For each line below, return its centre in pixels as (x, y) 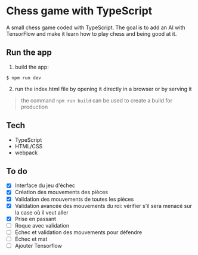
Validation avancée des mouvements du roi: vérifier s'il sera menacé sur (103, 206)
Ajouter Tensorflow (38, 245)
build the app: (32, 67)
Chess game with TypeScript (79, 11)
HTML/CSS (29, 146)
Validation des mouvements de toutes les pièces (74, 199)
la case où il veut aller (41, 212)
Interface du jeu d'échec (45, 185)
